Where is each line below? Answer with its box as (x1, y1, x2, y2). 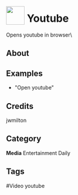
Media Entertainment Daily (6, 149, 70, 156)
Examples (6, 68, 43, 78)
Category (6, 134, 42, 144)
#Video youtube (6, 182, 45, 189)
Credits (6, 101, 34, 111)
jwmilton (6, 117, 27, 124)
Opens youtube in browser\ (6, 31, 72, 38)
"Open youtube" (14, 84, 55, 91)
